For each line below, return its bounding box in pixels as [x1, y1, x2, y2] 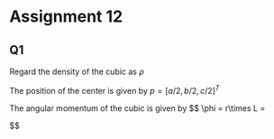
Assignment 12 [9, 6, 123, 27]
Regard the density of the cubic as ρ [9, 66, 144, 77]
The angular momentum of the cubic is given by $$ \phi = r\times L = [9, 102, 266, 114]
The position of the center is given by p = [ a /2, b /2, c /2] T [9, 84, 220, 96]
